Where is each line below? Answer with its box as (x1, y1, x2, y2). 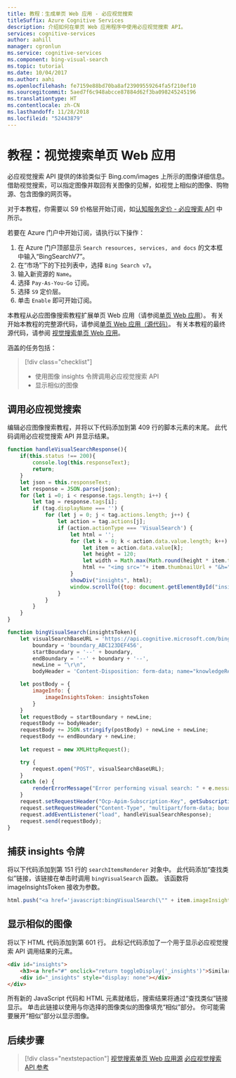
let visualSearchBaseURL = (20, 635, 99, 642)
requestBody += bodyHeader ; (20, 720, 102, 727)
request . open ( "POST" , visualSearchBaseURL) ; (32, 765, 165, 772)
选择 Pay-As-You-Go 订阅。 (17, 278, 93, 287)
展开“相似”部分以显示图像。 (13, 1012, 93, 1020)
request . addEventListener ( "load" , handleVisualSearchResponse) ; (20, 811, 212, 818)
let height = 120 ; (82, 551, 137, 558)
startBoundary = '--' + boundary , (32, 648, 133, 655)
